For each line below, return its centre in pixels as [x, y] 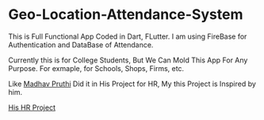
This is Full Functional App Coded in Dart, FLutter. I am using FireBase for [128, 36]
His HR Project [32, 107]
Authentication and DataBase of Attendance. [81, 44]
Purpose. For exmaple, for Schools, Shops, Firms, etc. [96, 68]
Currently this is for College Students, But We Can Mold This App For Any [128, 60]
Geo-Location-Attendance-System [126, 15]
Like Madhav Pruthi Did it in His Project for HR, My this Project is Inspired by [132, 84]
